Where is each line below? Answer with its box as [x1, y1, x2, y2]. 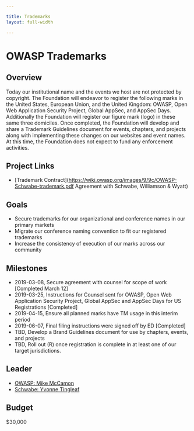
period [14, 316, 31, 323]
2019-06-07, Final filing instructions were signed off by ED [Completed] [14, 322, 186, 329]
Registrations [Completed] [14, 304, 78, 311]
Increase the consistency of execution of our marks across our [14, 240, 165, 247]
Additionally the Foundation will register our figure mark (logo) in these [6, 113, 176, 120]
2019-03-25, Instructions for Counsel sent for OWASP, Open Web [14, 291, 172, 298]
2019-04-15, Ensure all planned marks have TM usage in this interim [14, 309, 178, 316]
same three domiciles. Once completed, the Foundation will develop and [6, 119, 179, 126]
